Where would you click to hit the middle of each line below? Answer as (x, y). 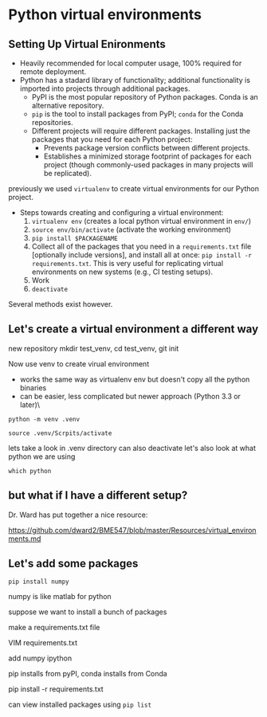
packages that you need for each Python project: (112, 139)
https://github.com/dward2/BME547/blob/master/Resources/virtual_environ (132, 530)
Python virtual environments (105, 15)
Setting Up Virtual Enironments (87, 44)
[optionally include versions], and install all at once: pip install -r (142, 255)
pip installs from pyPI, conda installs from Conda (88, 674)
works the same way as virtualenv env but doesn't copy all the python (135, 379)
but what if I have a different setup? (98, 496)
